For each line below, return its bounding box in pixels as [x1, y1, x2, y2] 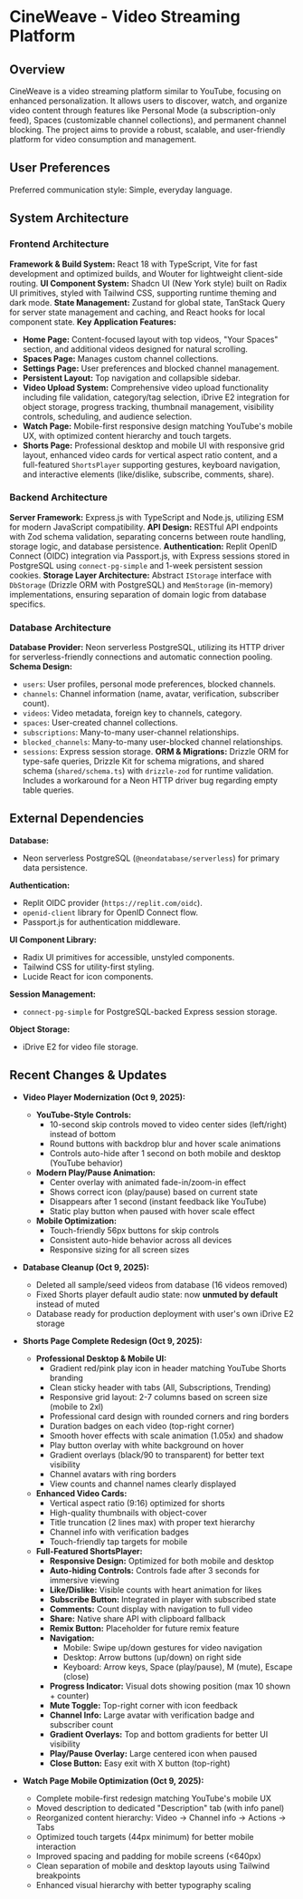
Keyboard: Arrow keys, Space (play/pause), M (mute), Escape [62, 1661, 293, 1672]
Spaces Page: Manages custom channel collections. [22, 353, 219, 364]
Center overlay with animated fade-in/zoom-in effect [49, 1176, 247, 1187]
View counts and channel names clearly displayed [49, 1478, 237, 1489]
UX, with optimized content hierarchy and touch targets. [22, 430, 232, 441]
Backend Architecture [9, 492, 109, 504]
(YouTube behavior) [49, 1157, 124, 1168]
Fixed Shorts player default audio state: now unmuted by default [35, 1289, 279, 1300]
